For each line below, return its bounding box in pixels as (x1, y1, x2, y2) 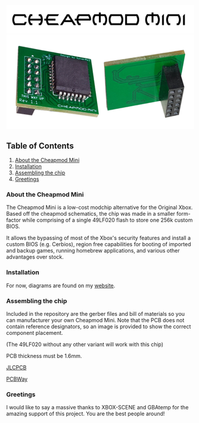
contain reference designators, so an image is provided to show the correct (6, 323, 191, 330)
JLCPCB (6, 363, 27, 371)
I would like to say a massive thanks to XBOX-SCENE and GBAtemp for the (6, 404, 189, 411)
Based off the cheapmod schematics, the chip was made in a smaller (6, 210, 176, 217)
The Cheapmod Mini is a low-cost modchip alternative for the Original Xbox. (6, 204, 193, 211)
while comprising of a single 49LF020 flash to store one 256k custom (21, 216, 193, 224)
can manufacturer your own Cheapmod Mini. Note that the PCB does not (6, 316, 185, 324)
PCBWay (6, 375, 28, 382)
